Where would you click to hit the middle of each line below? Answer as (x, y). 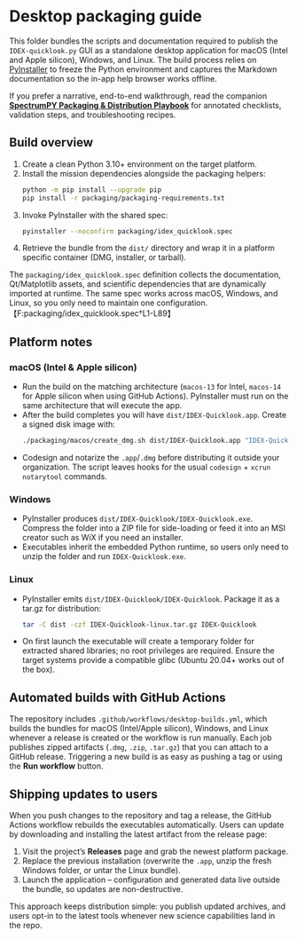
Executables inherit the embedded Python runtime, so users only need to (155, 547)
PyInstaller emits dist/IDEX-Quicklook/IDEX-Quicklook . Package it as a (151, 599)
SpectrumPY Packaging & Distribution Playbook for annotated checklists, (145, 105)
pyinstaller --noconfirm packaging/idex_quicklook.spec (127, 231)
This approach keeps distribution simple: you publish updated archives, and (148, 906)
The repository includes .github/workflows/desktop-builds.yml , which (138, 719)
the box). (39, 670)
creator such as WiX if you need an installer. (102, 538)
